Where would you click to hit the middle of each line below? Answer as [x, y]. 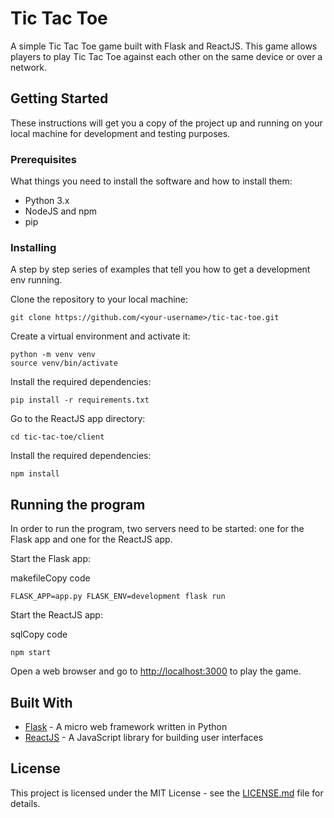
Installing [33, 247]
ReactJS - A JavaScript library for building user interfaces [144, 737]
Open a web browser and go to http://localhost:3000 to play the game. [156, 671]
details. [25, 803]
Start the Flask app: [51, 559]
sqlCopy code [39, 634]
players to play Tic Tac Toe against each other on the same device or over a [166, 56]
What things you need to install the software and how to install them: [151, 181]
